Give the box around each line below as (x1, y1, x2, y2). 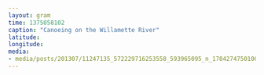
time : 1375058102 (8, 19, 65, 27)
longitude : (8, 41, 44, 48)
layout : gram (8, 11, 51, 20)
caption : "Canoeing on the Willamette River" (8, 26, 159, 34)
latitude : (8, 33, 41, 41)
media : (8, 48, 30, 55)
